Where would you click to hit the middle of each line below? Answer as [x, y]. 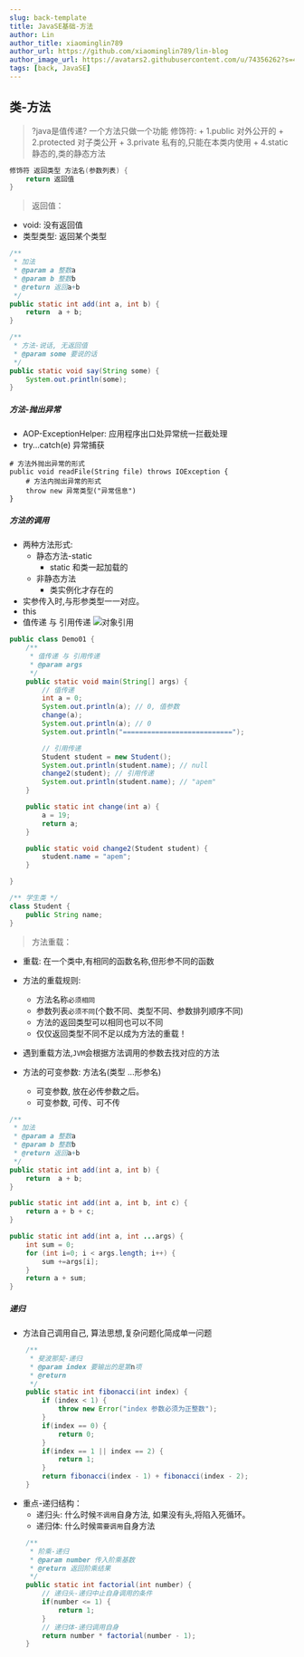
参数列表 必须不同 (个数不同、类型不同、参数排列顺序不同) [140, 1010]
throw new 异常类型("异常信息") [81, 491]
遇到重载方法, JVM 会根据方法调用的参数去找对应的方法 [121, 1052]
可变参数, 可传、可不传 [78, 1102]
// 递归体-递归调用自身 [81, 1627]
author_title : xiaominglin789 [66, 43]
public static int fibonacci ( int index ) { [107, 1392]
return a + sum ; [57, 1279]
